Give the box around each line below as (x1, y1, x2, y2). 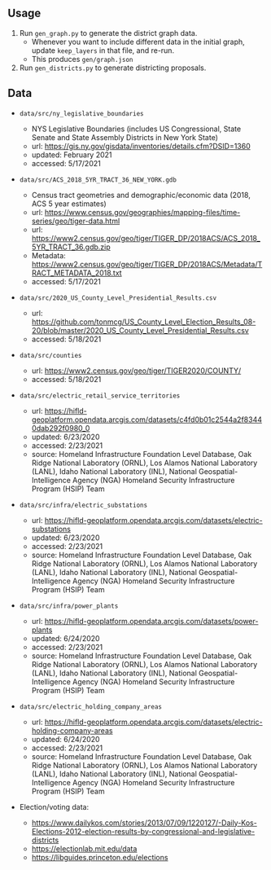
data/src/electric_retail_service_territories (19, 391, 181, 400)
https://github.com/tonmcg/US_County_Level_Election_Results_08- (31, 317, 256, 327)
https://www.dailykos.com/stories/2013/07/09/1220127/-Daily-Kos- (31, 818, 257, 828)
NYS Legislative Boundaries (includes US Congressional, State (31, 124, 242, 134)
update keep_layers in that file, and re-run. (31, 45, 175, 55)
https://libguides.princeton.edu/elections (31, 852, 168, 862)
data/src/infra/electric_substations (19, 501, 148, 509)
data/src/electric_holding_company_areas (19, 702, 162, 711)
